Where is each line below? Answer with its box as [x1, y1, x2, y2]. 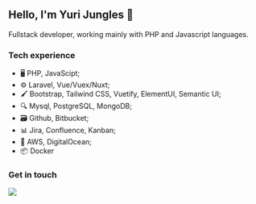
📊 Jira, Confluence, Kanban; [19, 126, 117, 135]
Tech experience [8, 49, 76, 60]
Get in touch [8, 169, 58, 181]
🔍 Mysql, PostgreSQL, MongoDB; [19, 102, 133, 111]
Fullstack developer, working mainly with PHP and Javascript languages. [8, 29, 249, 39]
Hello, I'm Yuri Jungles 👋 [8, 8, 134, 22]
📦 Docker [19, 146, 55, 156]
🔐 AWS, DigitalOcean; [19, 137, 93, 147]
